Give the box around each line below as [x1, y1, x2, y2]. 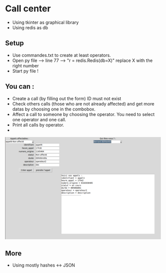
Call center [5, 3, 51, 14]
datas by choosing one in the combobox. [12, 106, 96, 112]
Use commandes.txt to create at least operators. [12, 52, 111, 58]
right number [12, 62, 39, 68]
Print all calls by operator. [12, 122, 64, 128]
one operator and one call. [12, 116, 67, 122]
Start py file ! [12, 68, 39, 74]
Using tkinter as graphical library [12, 19, 79, 25]
